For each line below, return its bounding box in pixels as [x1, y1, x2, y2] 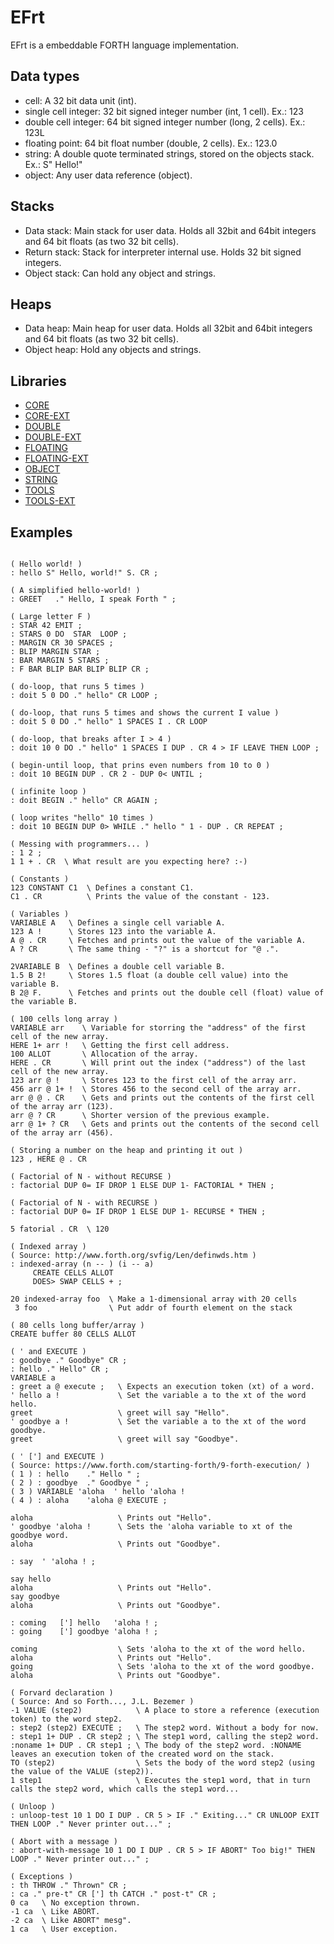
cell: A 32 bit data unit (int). [24, 94, 137, 106]
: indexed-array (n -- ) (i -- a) [10, 1259, 155, 1269]
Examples [10, 524, 73, 541]
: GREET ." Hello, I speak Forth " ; [10, 594, 177, 604]
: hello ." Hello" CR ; [10, 1364, 110, 1374]
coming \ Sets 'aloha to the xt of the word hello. [10, 1644, 307, 1654]
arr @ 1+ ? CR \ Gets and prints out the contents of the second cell [10, 1119, 320, 1129]
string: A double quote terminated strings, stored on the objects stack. [24, 147, 315, 160]
